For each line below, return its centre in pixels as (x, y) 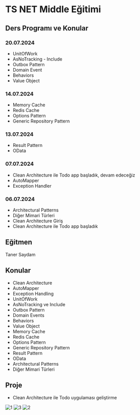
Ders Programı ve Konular (47, 28)
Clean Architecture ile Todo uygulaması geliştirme (65, 397)
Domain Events (29, 315)
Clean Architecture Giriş (38, 221)
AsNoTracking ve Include (39, 304)
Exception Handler (32, 186)
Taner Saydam (20, 254)
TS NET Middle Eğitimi (53, 9)
